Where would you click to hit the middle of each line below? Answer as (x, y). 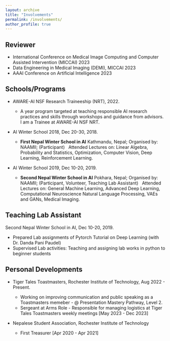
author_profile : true (28, 24)
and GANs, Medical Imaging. (50, 199)
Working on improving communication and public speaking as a (87, 297)
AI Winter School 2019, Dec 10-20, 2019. (55, 168)
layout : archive (22, 10)
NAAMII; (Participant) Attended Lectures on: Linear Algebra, (84, 147)
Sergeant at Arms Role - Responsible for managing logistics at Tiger (91, 307)
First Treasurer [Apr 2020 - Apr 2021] (59, 333)
